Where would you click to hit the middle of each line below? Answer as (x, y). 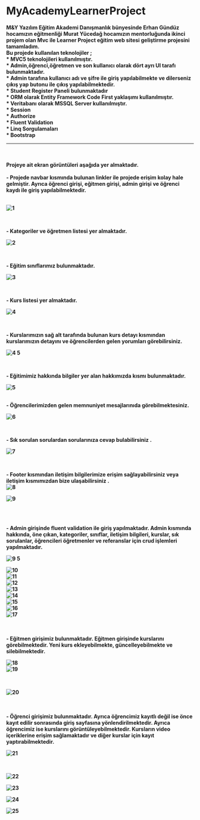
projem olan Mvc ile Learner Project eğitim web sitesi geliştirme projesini (98, 40)
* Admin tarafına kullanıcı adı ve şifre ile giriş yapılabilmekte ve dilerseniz (99, 78)
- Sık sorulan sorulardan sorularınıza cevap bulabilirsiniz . (79, 439)
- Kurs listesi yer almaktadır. (42, 300)
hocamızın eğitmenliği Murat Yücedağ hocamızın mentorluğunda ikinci (96, 33)
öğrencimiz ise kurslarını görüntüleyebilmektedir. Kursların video (88, 729)
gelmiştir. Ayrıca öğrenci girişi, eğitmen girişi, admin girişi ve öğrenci (93, 183)
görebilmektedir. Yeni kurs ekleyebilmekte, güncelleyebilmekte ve (89, 645)
